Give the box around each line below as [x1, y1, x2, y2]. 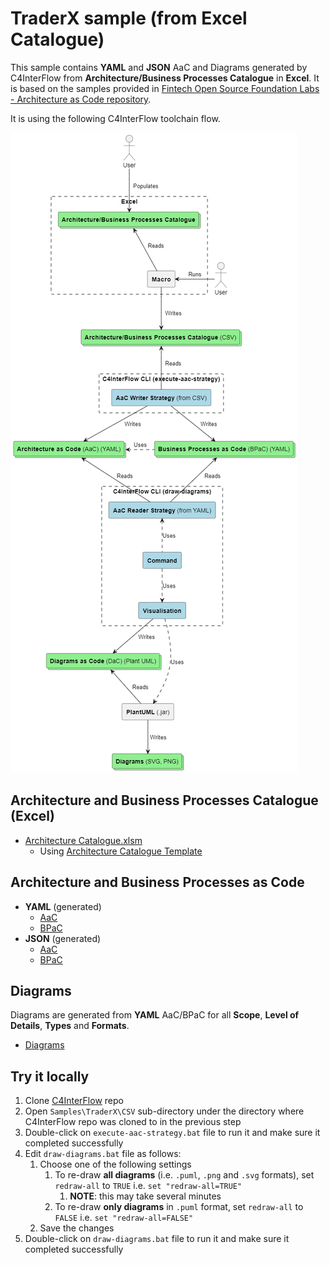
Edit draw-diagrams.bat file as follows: [24, 1148, 182, 1160]
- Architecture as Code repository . [10, 93, 152, 105]
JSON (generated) [24, 932, 102, 944]
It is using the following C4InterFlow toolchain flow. [10, 112, 221, 124]
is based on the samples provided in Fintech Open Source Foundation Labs [10, 82, 320, 94]
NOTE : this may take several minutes [69, 1190, 222, 1202]
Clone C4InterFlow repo [24, 1095, 124, 1107]
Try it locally [10, 1068, 90, 1085]
